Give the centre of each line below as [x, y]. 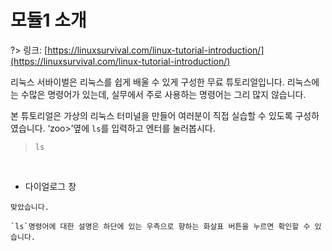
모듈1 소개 [48, 20]
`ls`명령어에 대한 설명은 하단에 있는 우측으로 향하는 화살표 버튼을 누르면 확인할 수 [160, 226]
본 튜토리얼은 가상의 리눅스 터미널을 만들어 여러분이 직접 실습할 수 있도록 [151, 115]
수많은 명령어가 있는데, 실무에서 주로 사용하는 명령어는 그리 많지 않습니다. [163, 94]
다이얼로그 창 [50, 186]
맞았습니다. [30, 207]
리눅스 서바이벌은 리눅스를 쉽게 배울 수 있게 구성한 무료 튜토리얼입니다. [147, 82]
